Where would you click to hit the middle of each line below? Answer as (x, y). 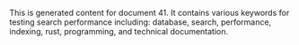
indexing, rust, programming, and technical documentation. (119, 31)
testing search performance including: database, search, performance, (141, 22)
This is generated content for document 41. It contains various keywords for (149, 13)
